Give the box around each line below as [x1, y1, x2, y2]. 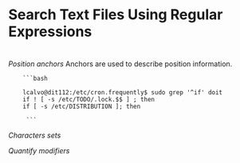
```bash [22, 74, 48, 83]
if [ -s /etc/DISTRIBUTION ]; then [22, 102, 141, 111]
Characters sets [8, 130, 61, 141]
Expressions [8, 22, 92, 41]
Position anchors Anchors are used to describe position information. [8, 59, 233, 69]
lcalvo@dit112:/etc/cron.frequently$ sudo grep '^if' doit [22, 89, 223, 97]
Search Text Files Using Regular [8, 6, 223, 24]
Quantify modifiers [8, 146, 70, 156]
